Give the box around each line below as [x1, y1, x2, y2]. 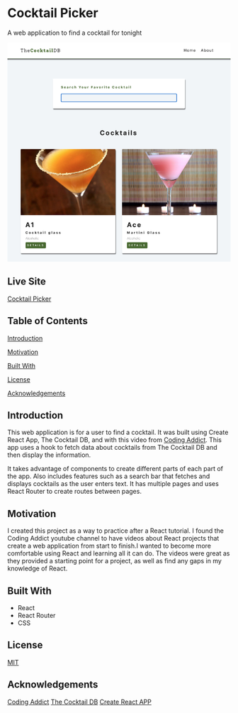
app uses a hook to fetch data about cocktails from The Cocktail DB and [7, 443, 217, 452]
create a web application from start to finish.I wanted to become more [7, 541, 211, 551]
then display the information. [7, 451, 91, 459]
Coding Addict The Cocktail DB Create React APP [7, 697, 152, 706]
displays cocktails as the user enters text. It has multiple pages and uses [7, 480, 220, 488]
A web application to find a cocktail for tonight [7, 28, 142, 37]
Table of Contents [7, 315, 89, 327]
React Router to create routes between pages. [7, 487, 142, 496]
